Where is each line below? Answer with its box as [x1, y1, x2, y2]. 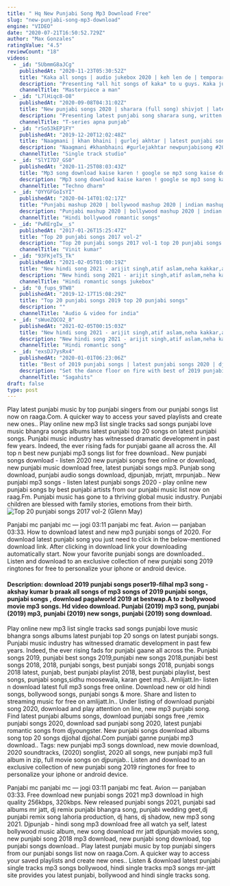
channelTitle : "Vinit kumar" [19, 246, 103, 253]
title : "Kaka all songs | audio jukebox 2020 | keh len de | [19, 73, 197, 81]
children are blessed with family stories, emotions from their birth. [7, 500, 193, 509]
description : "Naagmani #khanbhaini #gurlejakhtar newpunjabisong [19, 144, 213, 151]
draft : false [7, 380, 44, 387]
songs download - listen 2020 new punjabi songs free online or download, [7, 456, 217, 465]
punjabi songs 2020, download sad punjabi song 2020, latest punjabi [7, 719, 202, 727]
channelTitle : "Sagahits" [19, 373, 94, 381]
